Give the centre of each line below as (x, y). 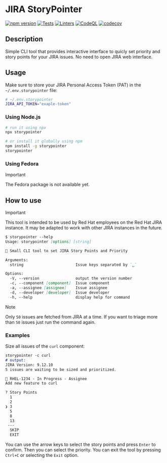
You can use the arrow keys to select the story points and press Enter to (80, 445)
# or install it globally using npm (44, 142)
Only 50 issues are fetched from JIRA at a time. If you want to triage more (81, 316)
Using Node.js (23, 117)
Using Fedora (22, 164)
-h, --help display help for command (70, 297)
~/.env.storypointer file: (31, 90)
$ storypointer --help (29, 237)
